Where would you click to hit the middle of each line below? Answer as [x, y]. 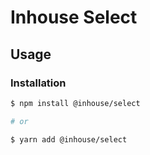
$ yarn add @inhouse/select [69, 139]
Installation [38, 83]
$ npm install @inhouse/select [75, 103]
